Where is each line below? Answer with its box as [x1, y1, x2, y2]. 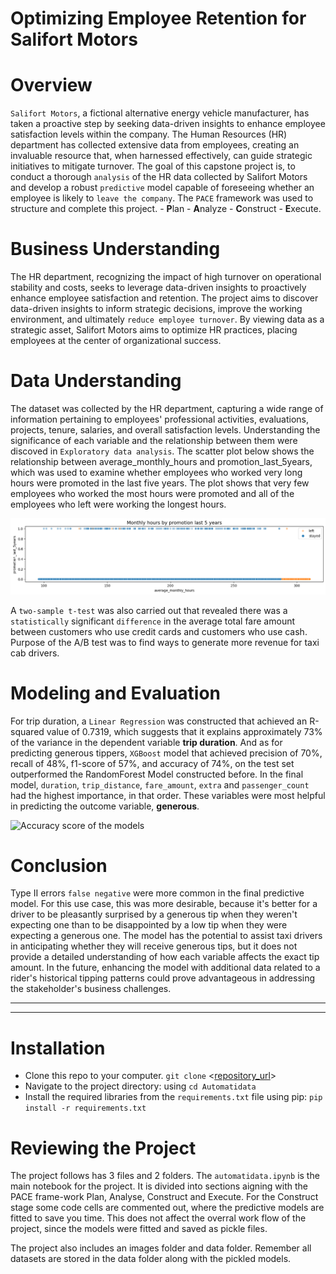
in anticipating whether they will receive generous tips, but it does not [10, 940, 298, 952]
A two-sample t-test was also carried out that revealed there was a [10, 604, 288, 616]
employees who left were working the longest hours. [10, 498, 227, 510]
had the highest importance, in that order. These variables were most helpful [10, 789, 326, 801]
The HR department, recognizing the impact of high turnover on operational [10, 271, 322, 283]
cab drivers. [10, 647, 60, 659]
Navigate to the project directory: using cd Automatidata [24, 1080, 257, 1092]
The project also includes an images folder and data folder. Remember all [10, 1242, 312, 1254]
